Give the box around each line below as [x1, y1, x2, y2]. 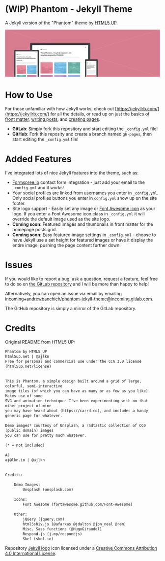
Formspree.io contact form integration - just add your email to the [12, 179, 145, 185]
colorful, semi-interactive [5, 384, 63, 388]
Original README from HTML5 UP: [5, 339, 75, 345]
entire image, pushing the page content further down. [12, 242, 121, 248]
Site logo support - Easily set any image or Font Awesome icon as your [12, 206, 156, 211]
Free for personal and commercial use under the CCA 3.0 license [5, 359, 141, 364]
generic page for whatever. [5, 413, 63, 418]
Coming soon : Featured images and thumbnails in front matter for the [12, 221, 153, 227]
